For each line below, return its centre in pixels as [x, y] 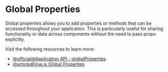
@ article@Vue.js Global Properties [49, 64]
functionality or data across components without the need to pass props [80, 34]
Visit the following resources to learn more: [50, 49]
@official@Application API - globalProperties [59, 58]
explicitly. [15, 39]
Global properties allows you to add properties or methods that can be [78, 23]
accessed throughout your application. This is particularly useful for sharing [84, 28]
